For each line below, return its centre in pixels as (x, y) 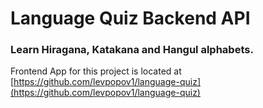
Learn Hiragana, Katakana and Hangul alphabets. (132, 50)
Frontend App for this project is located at (96, 71)
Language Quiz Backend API (130, 18)
